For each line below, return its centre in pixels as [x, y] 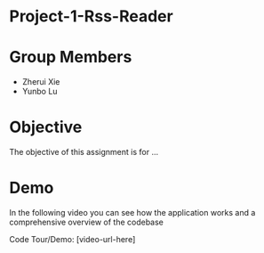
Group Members [71, 57]
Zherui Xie [41, 82]
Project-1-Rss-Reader [91, 16]
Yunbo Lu [40, 92]
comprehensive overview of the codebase [87, 222]
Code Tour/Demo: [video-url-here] [72, 239]
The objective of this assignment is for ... [84, 152]
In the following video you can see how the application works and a [132, 212]
